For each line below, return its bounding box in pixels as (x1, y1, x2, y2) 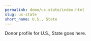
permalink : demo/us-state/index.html (5, 7, 85, 12)
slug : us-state (5, 12, 37, 17)
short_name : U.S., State (5, 16, 57, 21)
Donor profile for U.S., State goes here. (5, 30, 86, 36)
